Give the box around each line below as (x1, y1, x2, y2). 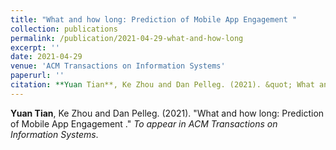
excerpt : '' (10, 42, 60, 53)
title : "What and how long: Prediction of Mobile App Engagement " (10, 14, 298, 25)
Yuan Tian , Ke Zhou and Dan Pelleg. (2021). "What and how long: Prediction (10, 107, 325, 119)
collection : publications (10, 24, 118, 34)
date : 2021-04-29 (10, 52, 83, 62)
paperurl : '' (10, 71, 65, 81)
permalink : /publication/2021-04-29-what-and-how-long (10, 33, 244, 43)
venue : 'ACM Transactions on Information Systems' (10, 61, 226, 71)
